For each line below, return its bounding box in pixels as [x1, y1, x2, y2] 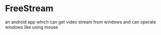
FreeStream [5, 3, 54, 14]
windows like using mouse [5, 24, 59, 30]
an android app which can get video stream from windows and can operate [5, 19, 156, 25]
